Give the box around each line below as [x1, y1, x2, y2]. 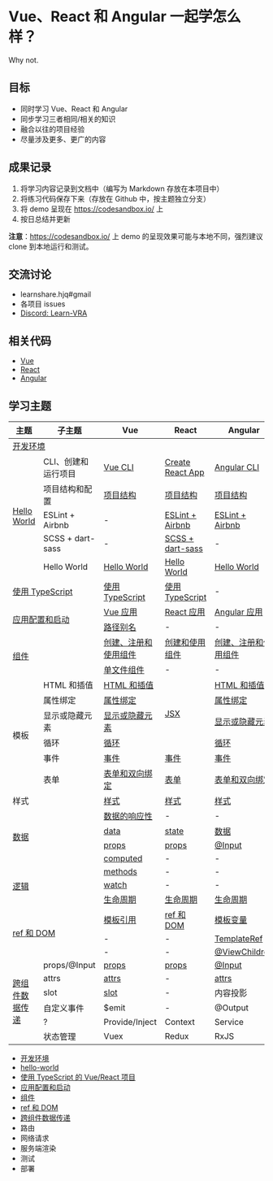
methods [103, 866, 138, 877]
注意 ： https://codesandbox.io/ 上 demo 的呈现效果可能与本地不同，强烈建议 [8, 231, 264, 241]
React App [164, 467, 205, 478]
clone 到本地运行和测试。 [8, 241, 93, 251]
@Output [214, 1002, 249, 1013]
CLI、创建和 [43, 456, 89, 467]
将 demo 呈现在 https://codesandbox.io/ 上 [19, 204, 164, 214]
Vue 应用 [103, 606, 138, 618]
